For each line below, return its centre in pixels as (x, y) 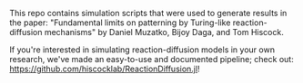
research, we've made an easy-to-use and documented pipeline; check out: (151, 59)
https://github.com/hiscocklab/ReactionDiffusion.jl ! (105, 69)
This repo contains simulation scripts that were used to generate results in (148, 13)
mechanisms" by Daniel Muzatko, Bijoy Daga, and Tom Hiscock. (164, 32)
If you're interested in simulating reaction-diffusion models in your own (142, 50)
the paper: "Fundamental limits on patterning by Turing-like (120, 23)
